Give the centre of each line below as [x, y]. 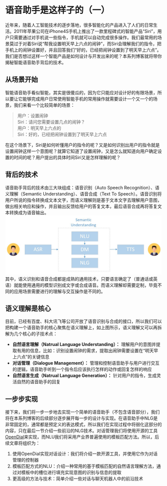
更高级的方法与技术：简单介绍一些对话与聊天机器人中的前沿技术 [78, 479]
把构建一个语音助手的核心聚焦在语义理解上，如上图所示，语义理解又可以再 [81, 327]
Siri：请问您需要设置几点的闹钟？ [51, 122]
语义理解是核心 [28, 308]
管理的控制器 [25, 460]
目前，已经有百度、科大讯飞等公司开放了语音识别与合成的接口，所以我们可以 [83, 322]
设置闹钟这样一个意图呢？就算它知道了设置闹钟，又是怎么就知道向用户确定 [81, 151]
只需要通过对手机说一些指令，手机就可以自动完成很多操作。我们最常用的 [83, 37]
